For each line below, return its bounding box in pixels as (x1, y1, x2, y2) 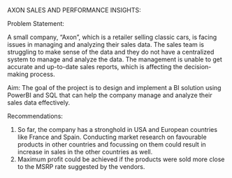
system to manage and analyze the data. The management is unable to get (7, 55, 222, 64)
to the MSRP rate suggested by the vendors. (17, 163, 145, 170)
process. (29, 70, 55, 78)
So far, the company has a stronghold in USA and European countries (17, 126, 218, 133)
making (7, 70, 29, 78)
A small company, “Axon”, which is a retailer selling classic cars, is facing (7, 33, 217, 41)
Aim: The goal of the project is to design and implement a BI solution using (7, 84, 222, 91)
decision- (184, 63, 212, 71)
